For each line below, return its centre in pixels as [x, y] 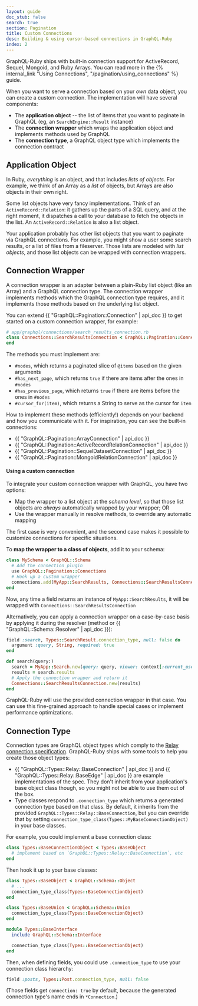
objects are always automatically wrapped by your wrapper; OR [92, 508]
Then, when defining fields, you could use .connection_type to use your [93, 962]
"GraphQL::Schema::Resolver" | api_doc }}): [59, 629]
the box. [25, 794]
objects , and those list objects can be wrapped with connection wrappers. [96, 252]
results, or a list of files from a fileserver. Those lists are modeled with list [95, 246]
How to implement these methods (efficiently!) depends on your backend [95, 415]
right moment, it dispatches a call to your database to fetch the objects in [95, 216]
